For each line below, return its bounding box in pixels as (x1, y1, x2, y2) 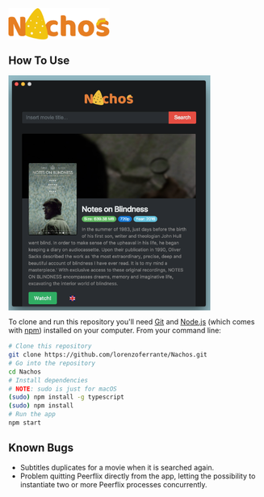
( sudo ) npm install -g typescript (8, 393, 125, 402)
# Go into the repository (8, 359, 95, 367)
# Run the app (8, 411, 57, 419)
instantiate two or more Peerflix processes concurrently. (19, 479, 207, 489)
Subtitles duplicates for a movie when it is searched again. (19, 462, 215, 472)
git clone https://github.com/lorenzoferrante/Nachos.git (8, 351, 207, 359)
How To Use (8, 53, 70, 67)
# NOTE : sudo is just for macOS (8, 385, 117, 393)
